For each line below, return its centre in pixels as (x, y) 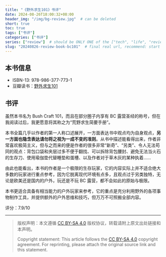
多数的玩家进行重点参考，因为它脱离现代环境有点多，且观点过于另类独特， (81, 175)
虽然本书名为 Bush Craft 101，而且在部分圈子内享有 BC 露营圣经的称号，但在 (83, 116)
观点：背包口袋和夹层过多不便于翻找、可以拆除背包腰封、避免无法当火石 (87, 151)
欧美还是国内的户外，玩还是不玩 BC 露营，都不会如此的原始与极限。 (83, 181)
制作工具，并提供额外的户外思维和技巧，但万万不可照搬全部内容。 (76, 197)
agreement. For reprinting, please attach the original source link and (86, 245)
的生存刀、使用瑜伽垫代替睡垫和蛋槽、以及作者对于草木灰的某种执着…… (78, 158)
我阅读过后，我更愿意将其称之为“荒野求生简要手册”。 (59, 123)
